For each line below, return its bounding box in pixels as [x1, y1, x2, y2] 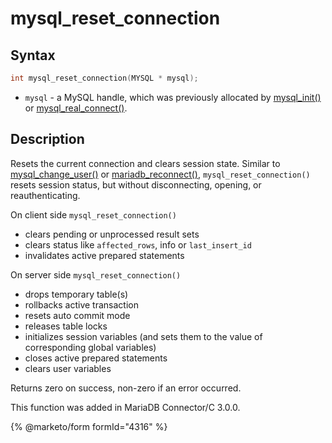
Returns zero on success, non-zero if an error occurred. [10, 382, 242, 394]
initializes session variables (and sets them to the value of [24, 330, 263, 342]
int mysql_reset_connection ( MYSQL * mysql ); [10, 73, 199, 83]
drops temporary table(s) [24, 288, 129, 300]
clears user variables [24, 362, 112, 374]
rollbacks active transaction [24, 298, 139, 311]
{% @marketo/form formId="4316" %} [10, 420, 168, 432]
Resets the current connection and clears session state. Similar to [10, 157, 281, 169]
